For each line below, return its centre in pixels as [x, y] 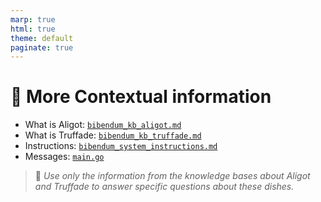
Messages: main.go [64, 157]
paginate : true [42, 47]
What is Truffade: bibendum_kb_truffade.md [113, 135]
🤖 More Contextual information [141, 97]
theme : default [42, 38]
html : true [33, 29]
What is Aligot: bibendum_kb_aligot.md [103, 125]
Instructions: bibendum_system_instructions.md [121, 146]
